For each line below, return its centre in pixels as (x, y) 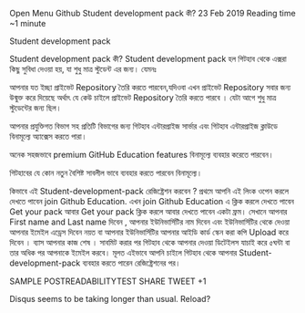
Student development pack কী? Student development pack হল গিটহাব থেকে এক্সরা (148, 59)
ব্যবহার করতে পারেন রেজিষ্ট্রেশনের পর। (132, 263)
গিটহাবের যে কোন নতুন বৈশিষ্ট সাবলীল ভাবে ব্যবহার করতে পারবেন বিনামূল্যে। (106, 173)
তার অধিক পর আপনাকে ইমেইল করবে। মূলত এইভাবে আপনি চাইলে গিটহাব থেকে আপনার (123, 253)
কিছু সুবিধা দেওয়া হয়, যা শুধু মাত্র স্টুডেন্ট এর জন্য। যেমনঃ (83, 69)
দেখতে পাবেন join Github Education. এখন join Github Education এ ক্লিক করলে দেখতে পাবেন (152, 201)
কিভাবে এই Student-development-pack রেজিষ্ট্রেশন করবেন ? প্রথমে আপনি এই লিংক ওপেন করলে (149, 191)
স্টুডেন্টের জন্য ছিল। (36, 108)
